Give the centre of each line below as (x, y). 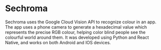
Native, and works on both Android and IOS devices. (58, 42)
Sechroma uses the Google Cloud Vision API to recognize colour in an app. (81, 22)
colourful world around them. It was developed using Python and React (77, 37)
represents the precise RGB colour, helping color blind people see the (75, 32)
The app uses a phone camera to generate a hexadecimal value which (76, 27)
